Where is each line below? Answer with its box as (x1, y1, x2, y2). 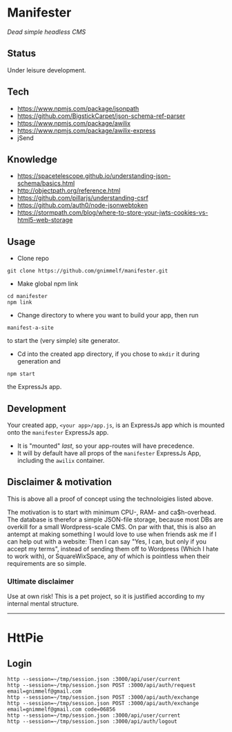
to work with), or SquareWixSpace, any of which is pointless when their (7, 552, 211, 560)
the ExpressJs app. (7, 383, 62, 391)
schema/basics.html (17, 179, 75, 188)
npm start (7, 370, 36, 377)
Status (7, 48, 37, 59)
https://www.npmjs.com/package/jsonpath (17, 104, 139, 112)
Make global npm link (17, 279, 78, 288)
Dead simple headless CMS (7, 28, 86, 36)
